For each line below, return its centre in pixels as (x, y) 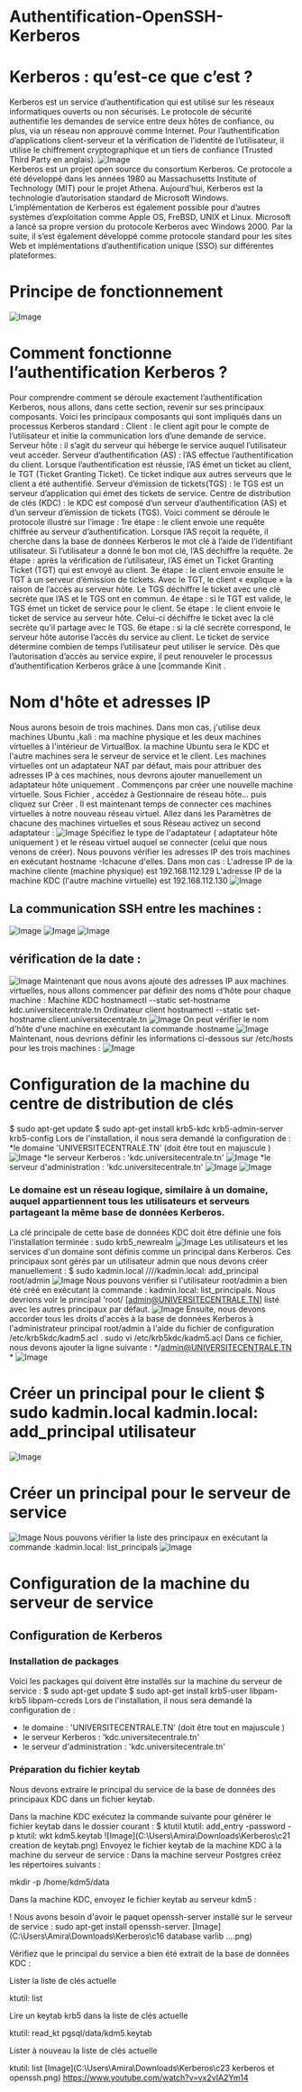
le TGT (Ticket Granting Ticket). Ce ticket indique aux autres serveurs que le (151, 474)
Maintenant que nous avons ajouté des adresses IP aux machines (165, 981)
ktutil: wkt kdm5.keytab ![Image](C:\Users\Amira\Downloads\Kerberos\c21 (154, 1835)
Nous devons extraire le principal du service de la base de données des (143, 1789)
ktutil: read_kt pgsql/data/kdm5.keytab (81, 2032)
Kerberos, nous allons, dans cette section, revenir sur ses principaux (137, 407)
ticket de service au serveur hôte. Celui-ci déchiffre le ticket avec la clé (142, 618)
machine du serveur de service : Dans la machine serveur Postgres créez (146, 1855)
